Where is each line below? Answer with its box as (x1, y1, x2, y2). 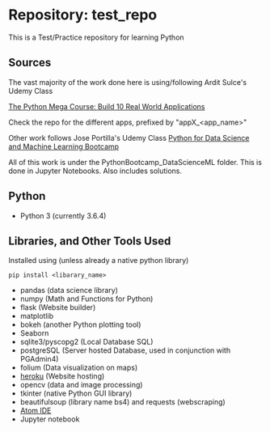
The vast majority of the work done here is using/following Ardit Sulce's (8, 77, 247, 87)
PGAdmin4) (19, 354, 59, 364)
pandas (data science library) (19, 286, 119, 295)
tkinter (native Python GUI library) (19, 388, 133, 398)
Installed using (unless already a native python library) (8, 256, 189, 265)
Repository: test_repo (8, 6, 158, 24)
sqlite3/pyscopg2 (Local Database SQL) (19, 337, 154, 347)
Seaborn (19, 328, 49, 338)
